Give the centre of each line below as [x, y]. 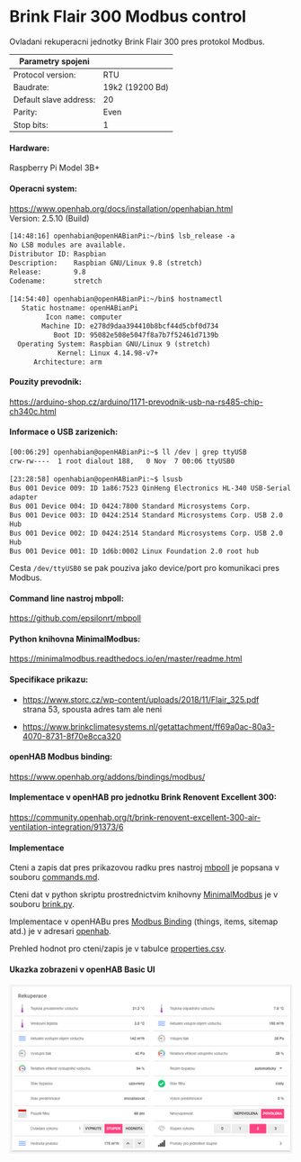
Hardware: [30, 148]
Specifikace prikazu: [49, 679]
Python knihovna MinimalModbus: [75, 639]
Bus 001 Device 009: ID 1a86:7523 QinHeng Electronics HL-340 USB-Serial [150, 488]
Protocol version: [44, 75]
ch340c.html [33, 411]
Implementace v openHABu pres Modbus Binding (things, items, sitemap [144, 921]
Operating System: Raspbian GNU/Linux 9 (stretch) [114, 344]
